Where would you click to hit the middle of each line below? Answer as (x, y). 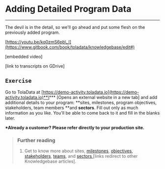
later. (10, 118)
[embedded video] (24, 56)
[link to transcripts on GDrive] (35, 66)
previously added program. (32, 32)
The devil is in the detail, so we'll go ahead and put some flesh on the (75, 27)
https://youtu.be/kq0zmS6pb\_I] (39, 42)
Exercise (18, 81)
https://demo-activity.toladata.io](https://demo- (91, 92)
